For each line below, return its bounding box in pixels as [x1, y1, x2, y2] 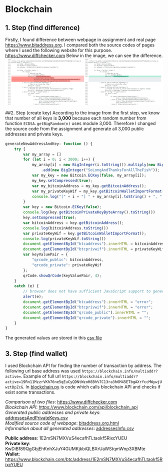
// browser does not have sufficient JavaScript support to [23, 289, 151, 294]
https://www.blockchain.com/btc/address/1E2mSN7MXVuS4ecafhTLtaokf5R [5, 456, 163, 462]
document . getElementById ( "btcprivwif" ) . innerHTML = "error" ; [23, 304, 153, 309]
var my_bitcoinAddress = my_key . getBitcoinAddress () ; [31, 183, 146, 188]
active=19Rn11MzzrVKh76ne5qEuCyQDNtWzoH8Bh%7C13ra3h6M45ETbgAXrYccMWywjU [5, 379, 162, 384]
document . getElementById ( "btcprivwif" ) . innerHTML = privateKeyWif [23, 246, 164, 252]
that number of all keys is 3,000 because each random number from [5, 115, 146, 121]
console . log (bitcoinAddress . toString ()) [23, 225, 108, 230]
